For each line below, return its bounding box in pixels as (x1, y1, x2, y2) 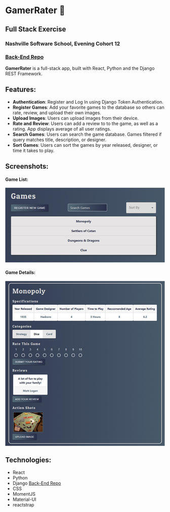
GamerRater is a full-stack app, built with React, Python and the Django (5, 65, 155, 71)
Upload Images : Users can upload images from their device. (12, 115, 139, 121)
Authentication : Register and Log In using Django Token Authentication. (12, 99, 163, 105)
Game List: (5, 176, 29, 182)
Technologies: (5, 456, 52, 464)
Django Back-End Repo (12, 480, 61, 486)
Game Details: (5, 269, 35, 275)
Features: (5, 85, 36, 94)
